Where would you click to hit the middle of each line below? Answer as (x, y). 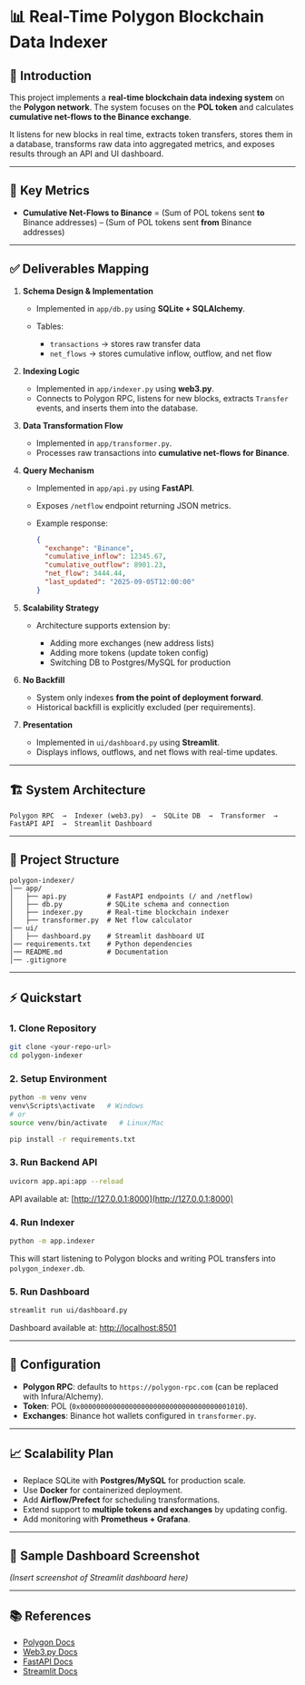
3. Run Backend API (54, 1163)
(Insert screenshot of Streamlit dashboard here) (99, 1578)
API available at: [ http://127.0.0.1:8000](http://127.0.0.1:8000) (122, 1198)
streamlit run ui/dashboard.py (69, 1311)
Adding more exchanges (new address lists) (132, 643)
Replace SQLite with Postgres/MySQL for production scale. (134, 1480)
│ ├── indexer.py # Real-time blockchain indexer (119, 913)
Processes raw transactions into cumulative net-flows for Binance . (163, 452)
